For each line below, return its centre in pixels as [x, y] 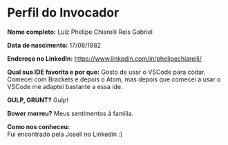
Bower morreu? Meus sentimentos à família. [70, 113]
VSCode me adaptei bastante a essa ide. [65, 86]
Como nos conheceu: [39, 126]
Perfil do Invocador [63, 13]
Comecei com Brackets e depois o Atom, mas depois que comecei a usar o [114, 79]
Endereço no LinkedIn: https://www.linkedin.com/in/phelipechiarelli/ [105, 58]
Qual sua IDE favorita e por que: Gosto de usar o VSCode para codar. [106, 72]
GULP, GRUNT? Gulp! [38, 100]
